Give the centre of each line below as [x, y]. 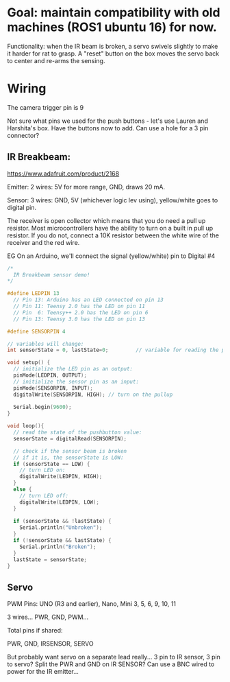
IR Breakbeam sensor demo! [52, 275]
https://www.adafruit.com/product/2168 [63, 174]
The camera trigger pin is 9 [46, 107]
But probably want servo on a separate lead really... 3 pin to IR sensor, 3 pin [114, 657]
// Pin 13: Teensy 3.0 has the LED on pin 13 [79, 319]
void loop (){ [26, 426]
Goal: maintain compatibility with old [114, 13]
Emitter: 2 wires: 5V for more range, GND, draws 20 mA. [86, 187]
